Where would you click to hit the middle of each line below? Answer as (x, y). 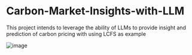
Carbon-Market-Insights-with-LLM (95, 11)
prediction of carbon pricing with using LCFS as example (76, 33)
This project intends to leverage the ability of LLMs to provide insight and (96, 27)
